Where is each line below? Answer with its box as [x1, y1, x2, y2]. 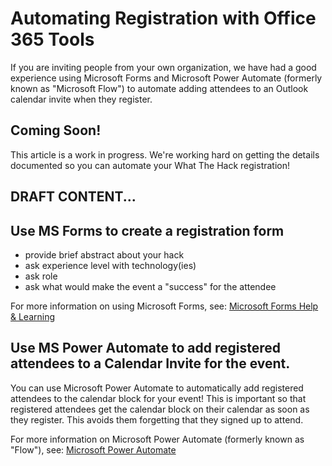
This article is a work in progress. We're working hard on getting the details [10, 148, 320, 161]
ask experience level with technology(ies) [24, 259, 197, 271]
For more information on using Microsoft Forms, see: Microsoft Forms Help [10, 300, 319, 312]
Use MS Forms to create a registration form [10, 222, 285, 239]
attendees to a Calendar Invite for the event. [10, 355, 291, 372]
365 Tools [10, 28, 95, 51]
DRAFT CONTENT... [10, 188, 137, 206]
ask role [24, 270, 58, 282]
